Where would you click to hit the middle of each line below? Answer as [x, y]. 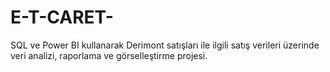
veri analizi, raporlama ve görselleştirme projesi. [109, 55]
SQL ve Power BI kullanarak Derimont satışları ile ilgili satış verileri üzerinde [165, 45]
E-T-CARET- [62, 17]
